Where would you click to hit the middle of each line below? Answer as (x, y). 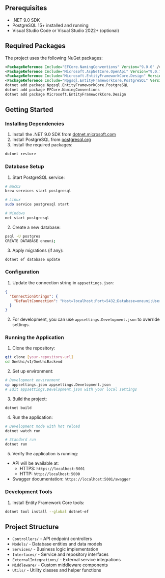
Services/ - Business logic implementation (55, 549)
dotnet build (18, 408)
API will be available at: (35, 463)
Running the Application (35, 338)
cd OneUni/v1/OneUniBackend (34, 362)
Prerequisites (26, 8)
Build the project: (29, 399)
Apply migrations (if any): (38, 250)
